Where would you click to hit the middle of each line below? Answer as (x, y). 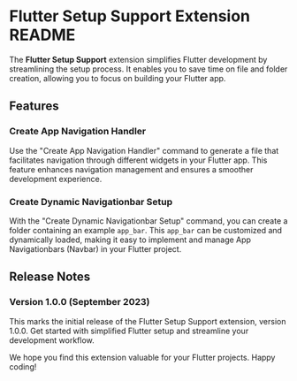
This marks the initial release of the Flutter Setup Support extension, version (148, 321)
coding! (23, 366)
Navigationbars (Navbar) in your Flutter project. (95, 248)
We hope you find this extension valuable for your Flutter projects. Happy (142, 357)
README (42, 35)
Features (34, 107)
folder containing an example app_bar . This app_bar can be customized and (146, 230)
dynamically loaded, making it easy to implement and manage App (130, 240)
